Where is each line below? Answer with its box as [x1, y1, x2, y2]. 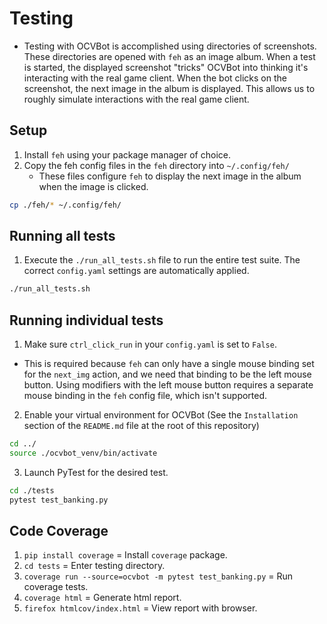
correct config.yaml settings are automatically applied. [23, 265, 250, 277]
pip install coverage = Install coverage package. [23, 549, 228, 561]
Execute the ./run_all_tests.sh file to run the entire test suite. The [23, 254, 301, 266]
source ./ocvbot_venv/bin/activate [9, 448, 158, 458]
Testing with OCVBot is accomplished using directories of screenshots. [23, 40, 317, 52]
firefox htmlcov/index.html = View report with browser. [23, 602, 258, 614]
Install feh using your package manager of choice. [23, 148, 231, 161]
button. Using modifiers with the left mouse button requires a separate [23, 379, 314, 391]
